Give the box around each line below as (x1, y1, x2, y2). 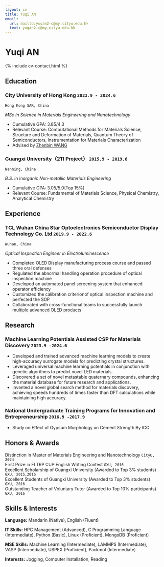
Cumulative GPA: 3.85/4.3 (12, 121, 65, 127)
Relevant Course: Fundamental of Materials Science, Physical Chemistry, (12, 190, 159, 196)
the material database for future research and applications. (12, 379, 131, 385)
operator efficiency (12, 286, 51, 292)
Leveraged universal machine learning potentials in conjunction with (12, 363, 150, 369)
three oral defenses (12, 265, 52, 271)
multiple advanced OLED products (12, 307, 82, 313)
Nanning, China (5, 167, 36, 172)
